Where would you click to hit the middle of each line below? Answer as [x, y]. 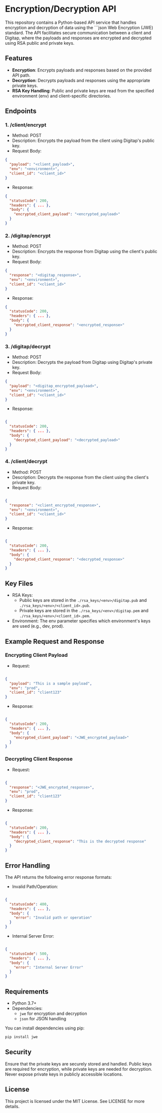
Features [19, 59]
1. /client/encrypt [26, 125]
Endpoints [21, 111]
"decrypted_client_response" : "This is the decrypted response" [80, 841]
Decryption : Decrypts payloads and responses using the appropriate [81, 80]
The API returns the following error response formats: [58, 877]
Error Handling [27, 865]
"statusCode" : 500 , [29, 954]
